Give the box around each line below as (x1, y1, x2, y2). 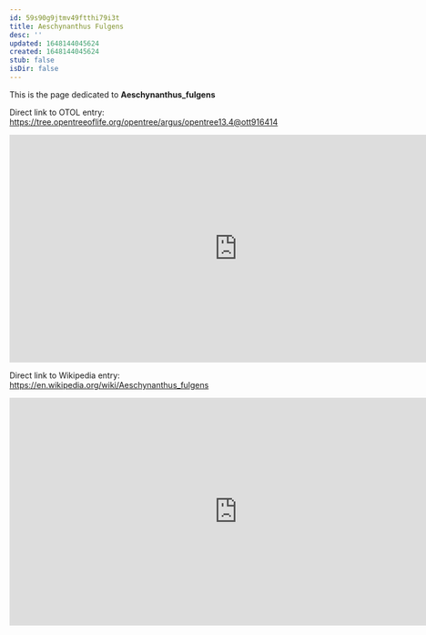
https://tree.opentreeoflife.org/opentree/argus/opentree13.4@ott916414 (9, 116, 279, 128)
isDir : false (9, 65, 59, 74)
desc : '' (9, 30, 43, 39)
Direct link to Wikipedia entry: (9, 370, 120, 381)
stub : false (9, 56, 55, 65)
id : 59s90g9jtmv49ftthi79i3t (9, 13, 120, 23)
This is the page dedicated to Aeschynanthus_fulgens (9, 88, 216, 100)
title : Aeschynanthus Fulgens (9, 22, 125, 31)
